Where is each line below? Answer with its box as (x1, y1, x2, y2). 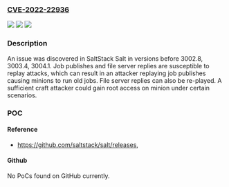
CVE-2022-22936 (7, 5, 70, 14)
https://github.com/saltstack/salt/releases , (17, 140, 138, 149)
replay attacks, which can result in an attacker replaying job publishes (7, 69, 206, 77)
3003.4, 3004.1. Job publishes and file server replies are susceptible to (7, 61, 210, 70)
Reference (7, 126, 38, 134)
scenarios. (7, 91, 37, 99)
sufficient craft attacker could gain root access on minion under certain (7, 83, 210, 92)
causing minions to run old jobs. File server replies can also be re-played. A (7, 76, 222, 84)
